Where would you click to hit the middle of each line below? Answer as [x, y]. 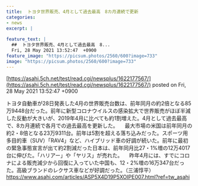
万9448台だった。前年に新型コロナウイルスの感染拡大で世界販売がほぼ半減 [98, 111]
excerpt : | [20, 28]
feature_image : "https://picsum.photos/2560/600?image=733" [82, 56]
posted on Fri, [169, 84]
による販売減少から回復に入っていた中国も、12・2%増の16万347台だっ [98, 163]
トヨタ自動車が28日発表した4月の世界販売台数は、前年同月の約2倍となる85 [99, 103]
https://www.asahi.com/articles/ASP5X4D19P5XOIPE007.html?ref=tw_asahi [98, 176]
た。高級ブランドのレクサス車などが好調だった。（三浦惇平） [80, 170]
